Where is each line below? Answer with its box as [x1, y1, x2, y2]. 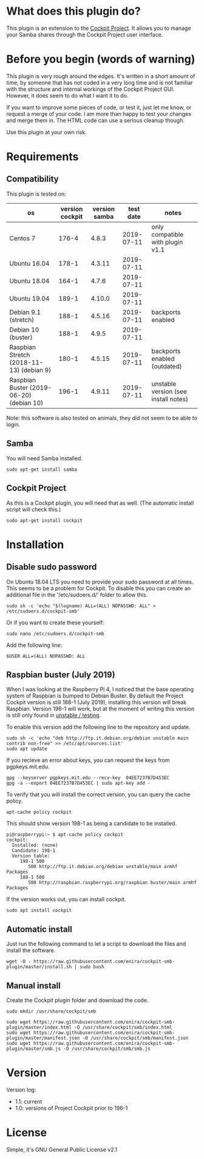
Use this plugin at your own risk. [6, 128, 87, 135]
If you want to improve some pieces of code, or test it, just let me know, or [6, 104, 192, 111]
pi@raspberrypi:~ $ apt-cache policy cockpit [6, 832, 123, 838]
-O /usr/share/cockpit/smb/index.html [73, 1024, 172, 1030]
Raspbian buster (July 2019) [6, 669, 115, 680]
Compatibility [6, 174, 59, 184]
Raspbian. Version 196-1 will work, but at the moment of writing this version [6, 705, 195, 713]
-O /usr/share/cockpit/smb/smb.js [63, 1046, 151, 1052]
